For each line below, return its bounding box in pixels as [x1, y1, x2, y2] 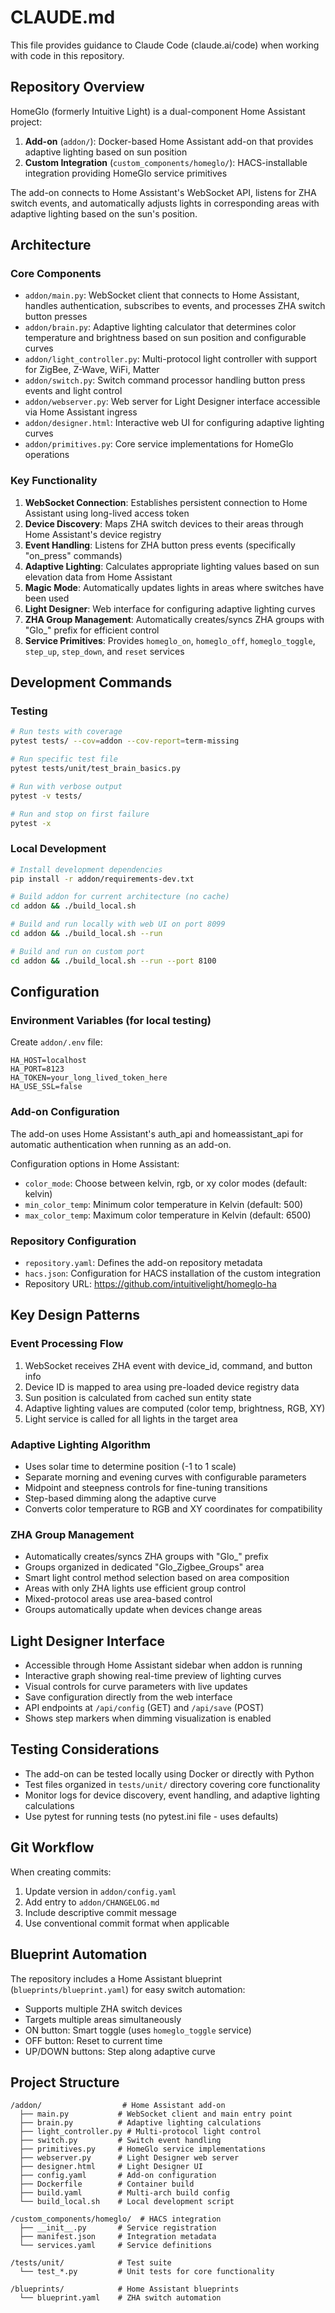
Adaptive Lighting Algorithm [10, 1437, 151, 1451]
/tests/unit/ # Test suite [10, 2258, 172, 2268]
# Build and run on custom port [10, 946, 145, 956]
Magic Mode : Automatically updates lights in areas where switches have [24, 581, 325, 593]
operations [24, 449, 70, 461]
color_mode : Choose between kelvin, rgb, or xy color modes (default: [24, 1177, 308, 1189]
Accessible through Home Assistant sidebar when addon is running [24, 1659, 303, 1671]
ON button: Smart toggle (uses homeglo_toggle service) [24, 2024, 252, 2036]
